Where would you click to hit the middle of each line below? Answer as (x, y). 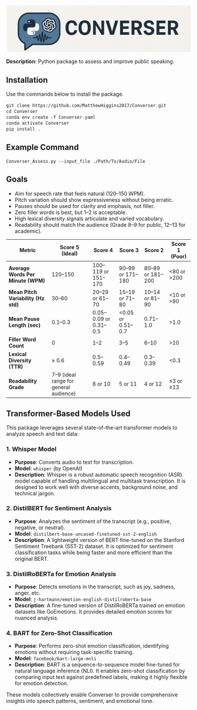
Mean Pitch (23, 292)
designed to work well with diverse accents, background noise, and (96, 487)
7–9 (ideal (64, 374)
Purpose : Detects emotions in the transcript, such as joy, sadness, (95, 587)
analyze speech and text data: (43, 434)
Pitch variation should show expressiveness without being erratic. (94, 200)
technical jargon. (35, 493)
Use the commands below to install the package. (65, 94)
